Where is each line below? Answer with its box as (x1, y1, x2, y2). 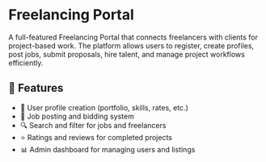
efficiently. (8, 58, 44, 68)
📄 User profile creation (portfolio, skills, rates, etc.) (19, 102, 188, 112)
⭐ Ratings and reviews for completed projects (19, 132, 172, 142)
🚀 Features (8, 81, 64, 95)
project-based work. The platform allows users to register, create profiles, (8, 40, 255, 50)
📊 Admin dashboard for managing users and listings (19, 144, 196, 154)
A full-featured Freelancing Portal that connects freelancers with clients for (8, 32, 259, 42)
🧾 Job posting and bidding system (19, 111, 135, 121)
